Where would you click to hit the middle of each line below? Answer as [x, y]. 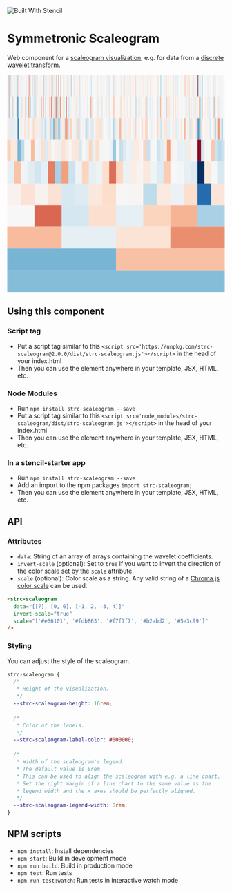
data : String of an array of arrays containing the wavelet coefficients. [115, 556]
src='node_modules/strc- [162, 416]
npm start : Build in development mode [71, 858]
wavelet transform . [34, 65]
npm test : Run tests [45, 872]
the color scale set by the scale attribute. [76, 571]
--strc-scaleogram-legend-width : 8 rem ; [71, 805]
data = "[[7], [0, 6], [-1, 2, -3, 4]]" [69, 606]
